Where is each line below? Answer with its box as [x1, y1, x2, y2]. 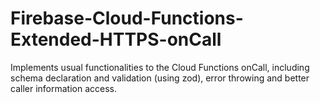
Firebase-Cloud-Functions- [10, 7, 244, 30]
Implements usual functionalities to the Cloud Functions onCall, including [10, 61, 310, 73]
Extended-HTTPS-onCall [10, 28, 222, 51]
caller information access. [10, 82, 117, 94]
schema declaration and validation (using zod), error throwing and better [10, 72, 310, 84]
